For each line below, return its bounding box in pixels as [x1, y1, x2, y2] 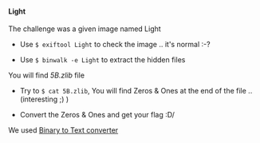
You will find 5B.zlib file [8, 70, 85, 80]
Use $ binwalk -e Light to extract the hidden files [19, 55, 186, 65]
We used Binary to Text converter [8, 125, 119, 135]
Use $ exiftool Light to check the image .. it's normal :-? [19, 40, 211, 50]
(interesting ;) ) [19, 94, 69, 104]
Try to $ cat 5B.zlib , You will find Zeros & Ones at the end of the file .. [19, 86, 253, 96]
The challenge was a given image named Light [8, 24, 161, 34]
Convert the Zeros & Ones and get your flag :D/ [19, 110, 175, 120]
